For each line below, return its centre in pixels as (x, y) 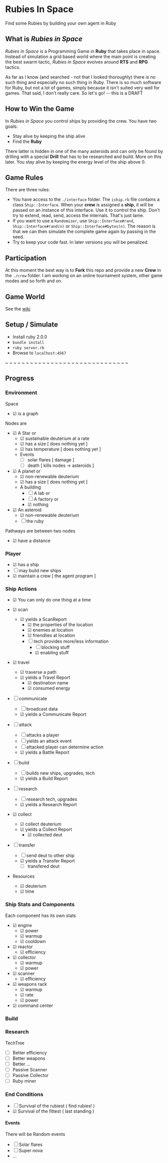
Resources (24, 876)
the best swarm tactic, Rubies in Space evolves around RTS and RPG (76, 62)
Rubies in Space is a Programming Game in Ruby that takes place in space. (83, 51)
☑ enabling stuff (52, 653)
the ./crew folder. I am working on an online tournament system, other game (84, 276)
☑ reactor (23, 947)
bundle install (28, 342)
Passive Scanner (30, 1069)
